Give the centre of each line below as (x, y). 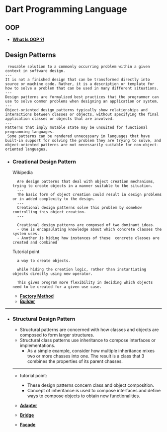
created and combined (35, 243)
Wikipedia (23, 173)
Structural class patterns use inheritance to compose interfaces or (87, 340)
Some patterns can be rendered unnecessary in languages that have (79, 136)
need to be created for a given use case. (57, 287)
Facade (28, 425)
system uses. (26, 234)
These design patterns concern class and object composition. (90, 385)
